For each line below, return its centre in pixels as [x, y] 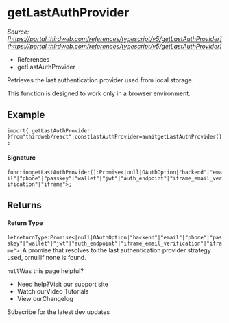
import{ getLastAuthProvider [49, 131]
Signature [22, 158]
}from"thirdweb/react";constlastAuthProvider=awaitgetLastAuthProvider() [115, 136]
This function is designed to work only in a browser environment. [99, 93]
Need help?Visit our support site [62, 284]
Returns [25, 205]
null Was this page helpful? [46, 271]
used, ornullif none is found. [47, 257]
